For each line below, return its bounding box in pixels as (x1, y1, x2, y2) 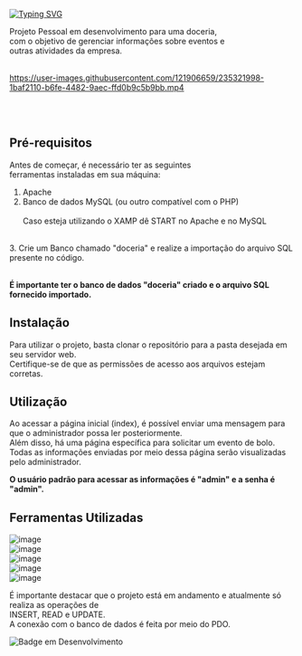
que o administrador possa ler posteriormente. (9, 428, 183, 439)
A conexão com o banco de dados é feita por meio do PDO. (9, 619, 231, 630)
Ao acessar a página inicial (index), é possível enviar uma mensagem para (9, 418, 286, 429)
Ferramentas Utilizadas (9, 509, 144, 525)
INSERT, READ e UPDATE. (9, 609, 106, 620)
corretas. (9, 367, 43, 379)
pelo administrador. (9, 457, 81, 468)
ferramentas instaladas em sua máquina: (9, 168, 161, 180)
